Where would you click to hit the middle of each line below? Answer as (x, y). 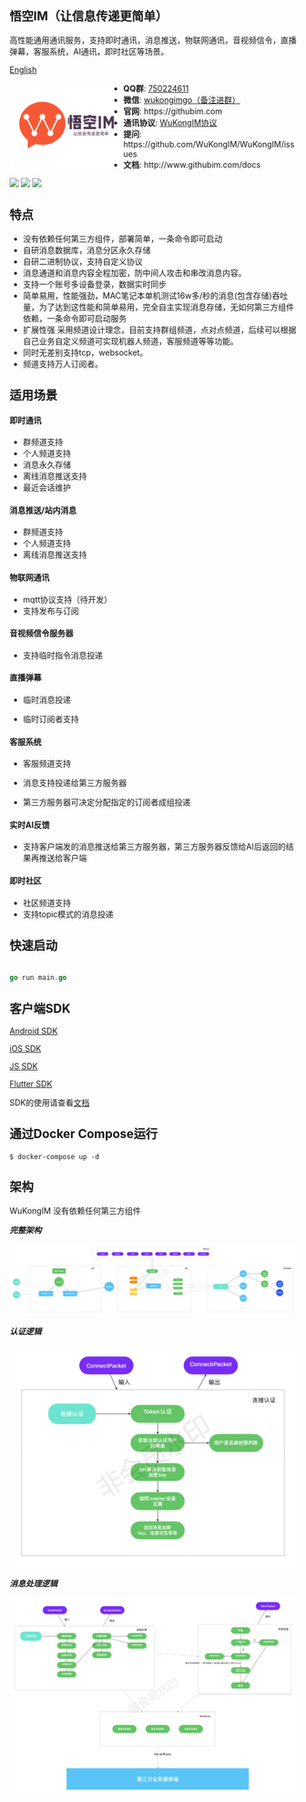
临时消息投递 (46, 700)
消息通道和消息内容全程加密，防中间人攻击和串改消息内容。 (134, 272)
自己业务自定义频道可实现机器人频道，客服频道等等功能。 (130, 341)
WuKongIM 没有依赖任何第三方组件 (75, 1210)
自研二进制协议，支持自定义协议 (82, 261)
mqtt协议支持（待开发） (67, 599)
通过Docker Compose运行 (84, 1134)
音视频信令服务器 (41, 633)
